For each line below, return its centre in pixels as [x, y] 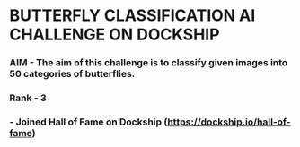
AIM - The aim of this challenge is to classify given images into [149, 63]
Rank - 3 [28, 98]
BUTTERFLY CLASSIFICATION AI [132, 16]
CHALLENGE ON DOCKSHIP [115, 35]
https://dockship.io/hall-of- [229, 122]
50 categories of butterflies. [72, 74]
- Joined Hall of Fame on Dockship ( [88, 122]
